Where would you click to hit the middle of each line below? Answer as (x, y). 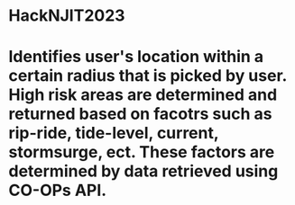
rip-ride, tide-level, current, (114, 134)
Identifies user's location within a (136, 57)
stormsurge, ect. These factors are (142, 152)
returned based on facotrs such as (140, 114)
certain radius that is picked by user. (148, 76)
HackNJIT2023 (67, 16)
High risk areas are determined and (143, 95)
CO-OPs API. (58, 191)
